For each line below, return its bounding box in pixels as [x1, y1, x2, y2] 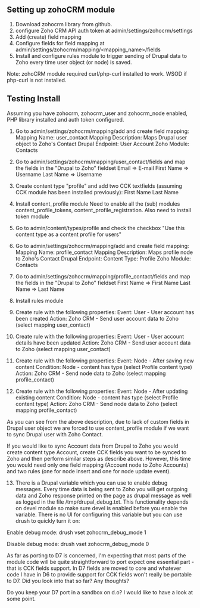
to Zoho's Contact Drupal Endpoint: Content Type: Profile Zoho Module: [15, 255, 191, 262]
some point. [7, 595, 36, 602]
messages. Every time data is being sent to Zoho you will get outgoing [15, 485, 188, 492]
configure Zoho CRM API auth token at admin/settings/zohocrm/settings [15, 27, 193, 34]
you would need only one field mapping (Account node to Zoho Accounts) [7, 461, 189, 469]
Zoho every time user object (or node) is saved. [15, 58, 132, 66]
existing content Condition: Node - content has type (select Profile [15, 393, 179, 401]
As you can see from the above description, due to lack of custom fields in [7, 418, 189, 425]
